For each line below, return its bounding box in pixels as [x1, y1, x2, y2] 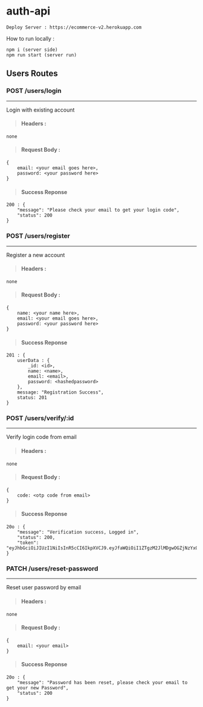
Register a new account [6, 251, 65, 258]
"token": [17, 540, 39, 546]
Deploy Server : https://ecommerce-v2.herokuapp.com [6, 24, 142, 30]
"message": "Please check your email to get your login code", [17, 207, 180, 213]
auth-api [6, 4, 51, 18]
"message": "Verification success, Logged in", [17, 529, 139, 535]
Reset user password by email [6, 584, 82, 591]
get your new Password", [6, 685, 69, 691]
